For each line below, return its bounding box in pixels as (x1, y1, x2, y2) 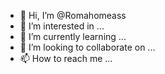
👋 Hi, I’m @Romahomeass (19, 10, 127, 21)
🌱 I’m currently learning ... (19, 31, 127, 42)
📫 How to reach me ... (19, 53, 113, 64)
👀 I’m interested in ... (19, 20, 105, 32)
